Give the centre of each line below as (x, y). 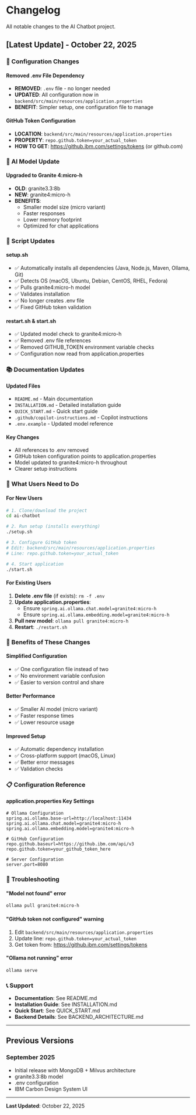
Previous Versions (40, 1041)
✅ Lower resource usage (44, 722)
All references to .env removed (52, 450)
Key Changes (23, 437)
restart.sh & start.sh (31, 321)
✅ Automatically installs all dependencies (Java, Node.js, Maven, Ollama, (102, 268)
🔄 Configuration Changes (43, 62)
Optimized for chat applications (61, 226)
